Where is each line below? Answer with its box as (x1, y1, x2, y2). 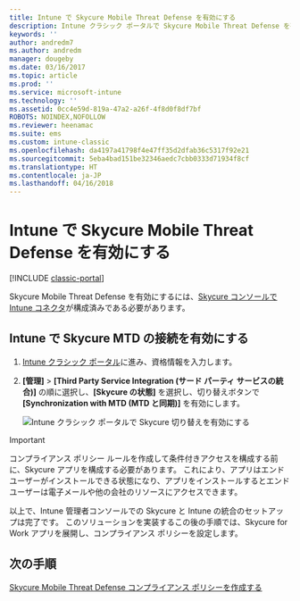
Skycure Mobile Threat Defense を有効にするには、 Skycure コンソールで (9, 291, 278, 302)
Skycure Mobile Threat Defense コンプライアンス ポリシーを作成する (9, 581, 262, 592)
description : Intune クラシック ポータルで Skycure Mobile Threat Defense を (9, 21, 290, 30)
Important (9, 434, 46, 445)
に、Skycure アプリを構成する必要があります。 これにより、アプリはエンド (9, 463, 285, 474)
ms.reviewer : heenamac (9, 121, 94, 130)
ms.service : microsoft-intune (9, 88, 122, 96)
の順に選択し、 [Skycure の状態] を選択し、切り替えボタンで (38, 386, 261, 397)
